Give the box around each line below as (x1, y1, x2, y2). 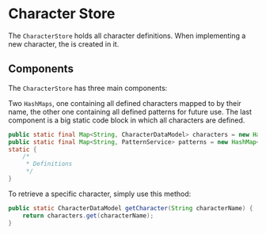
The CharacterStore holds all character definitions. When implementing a (8, 31, 246, 40)
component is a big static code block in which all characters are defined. (8, 115, 245, 125)
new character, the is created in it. (8, 39, 120, 48)
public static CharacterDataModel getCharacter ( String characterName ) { (8, 204, 253, 212)
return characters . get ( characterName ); (22, 211, 154, 220)
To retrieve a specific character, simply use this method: (8, 189, 192, 198)
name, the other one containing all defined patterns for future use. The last (8, 107, 252, 116)
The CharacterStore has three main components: (8, 83, 168, 92)
